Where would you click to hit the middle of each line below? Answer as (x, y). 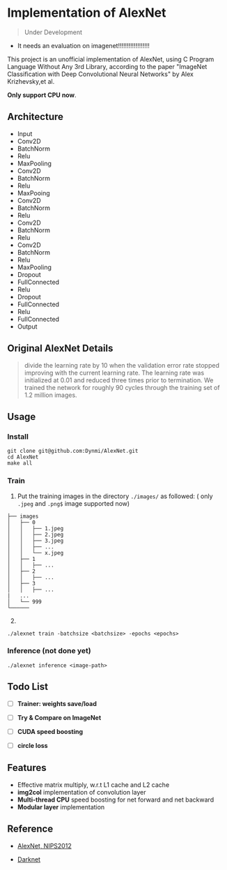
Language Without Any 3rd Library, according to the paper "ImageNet (107, 66)
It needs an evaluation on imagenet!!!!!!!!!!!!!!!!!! (83, 45)
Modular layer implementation (61, 807)
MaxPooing (33, 193)
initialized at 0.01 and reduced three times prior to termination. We (119, 380)
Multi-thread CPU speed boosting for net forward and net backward (116, 800)
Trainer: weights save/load (57, 703)
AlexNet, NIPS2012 (44, 846)
